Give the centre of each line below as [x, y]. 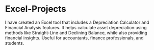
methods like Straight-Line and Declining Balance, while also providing [76, 33]
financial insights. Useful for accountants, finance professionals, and [74, 38]
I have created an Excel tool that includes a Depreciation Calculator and [77, 22]
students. [15, 43]
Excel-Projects [36, 9]
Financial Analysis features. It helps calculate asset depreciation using [76, 27]
